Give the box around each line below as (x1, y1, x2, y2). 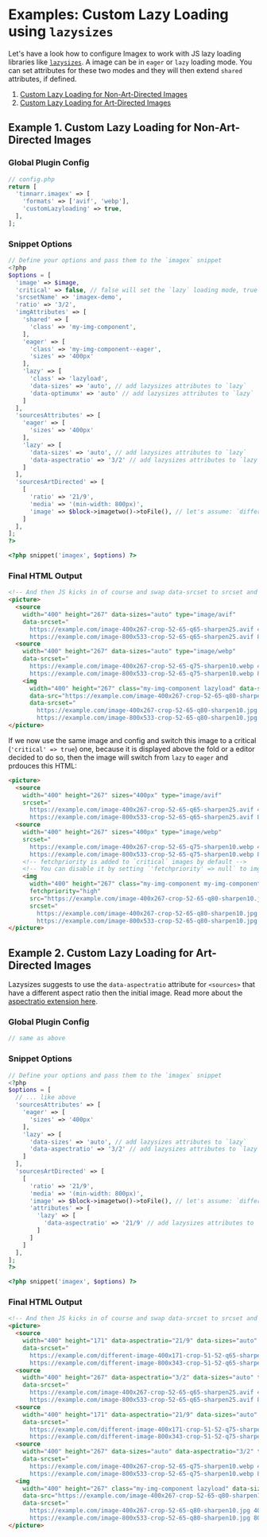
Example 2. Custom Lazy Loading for (8, 946, 194, 959)
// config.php (8, 175, 56, 184)
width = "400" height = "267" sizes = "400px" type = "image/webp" (22, 828, 222, 836)
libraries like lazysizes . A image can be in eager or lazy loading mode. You (8, 57, 253, 67)
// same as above (8, 1035, 66, 1043)
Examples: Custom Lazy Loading (8, 6, 229, 24)
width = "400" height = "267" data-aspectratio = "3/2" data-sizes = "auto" (22, 1373, 254, 1382)
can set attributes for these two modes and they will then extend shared (8, 65, 242, 75)
